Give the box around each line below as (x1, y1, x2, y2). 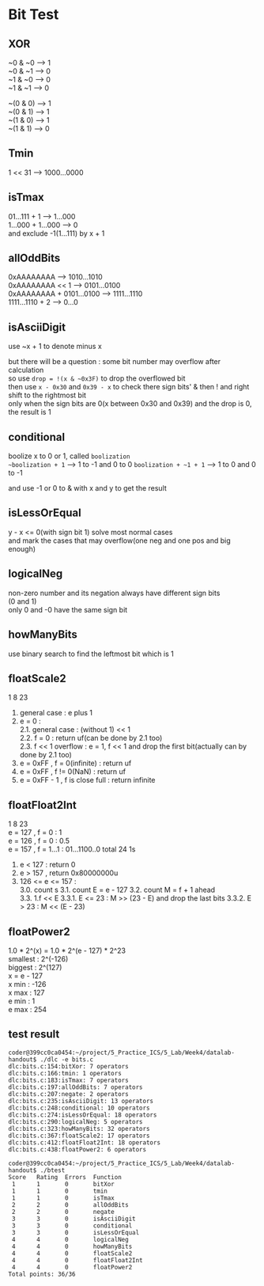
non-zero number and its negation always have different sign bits (8, 588, 221, 597)
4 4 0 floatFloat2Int (11, 1256, 144, 1264)
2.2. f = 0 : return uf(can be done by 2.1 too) (19, 734, 163, 743)
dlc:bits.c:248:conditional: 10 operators (8, 1104, 150, 1112)
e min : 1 (8, 996, 36, 1006)
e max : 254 (8, 1004, 47, 1014)
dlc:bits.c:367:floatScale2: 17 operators (8, 1132, 150, 1140)
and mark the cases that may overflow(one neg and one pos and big (8, 536, 231, 545)
